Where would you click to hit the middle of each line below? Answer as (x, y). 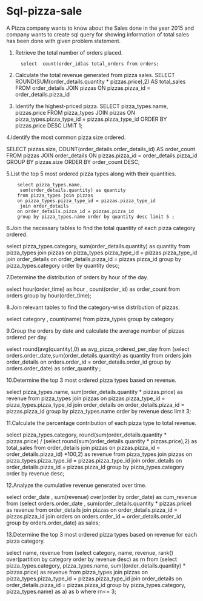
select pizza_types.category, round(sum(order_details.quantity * (86, 435)
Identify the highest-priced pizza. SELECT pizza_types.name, (92, 106)
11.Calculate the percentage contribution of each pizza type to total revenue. (101, 423)
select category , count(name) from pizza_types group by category (90, 319)
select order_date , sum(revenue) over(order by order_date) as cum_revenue (102, 497)
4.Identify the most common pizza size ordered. (66, 137)
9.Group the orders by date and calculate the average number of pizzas (95, 331)
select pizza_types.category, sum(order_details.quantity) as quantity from (98, 246)
